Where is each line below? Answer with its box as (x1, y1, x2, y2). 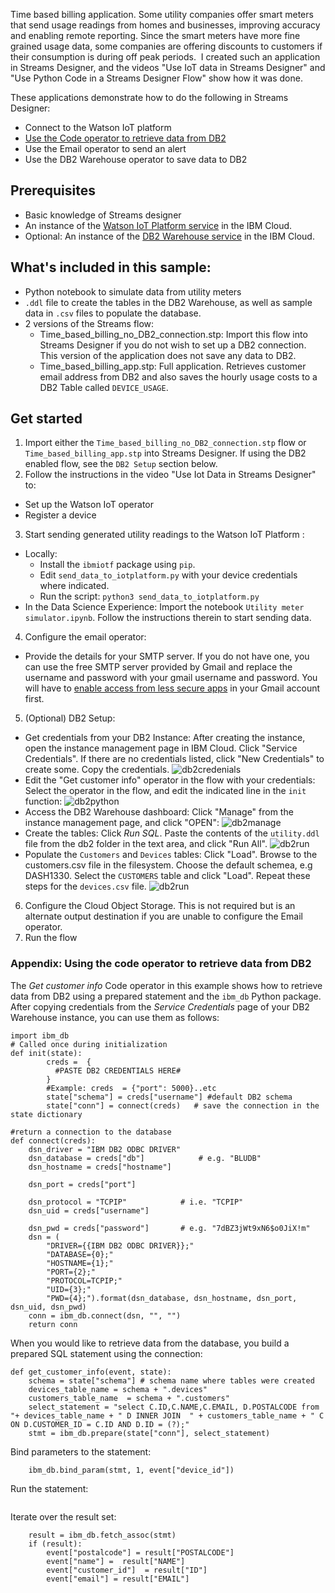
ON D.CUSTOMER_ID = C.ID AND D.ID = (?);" (10, 1419, 190, 1429)
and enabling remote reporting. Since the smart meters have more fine (10, 30, 301, 41)
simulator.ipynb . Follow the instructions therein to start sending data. (24, 612, 312, 624)
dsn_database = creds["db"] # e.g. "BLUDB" (28, 1153, 262, 1163)
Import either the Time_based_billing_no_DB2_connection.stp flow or (24, 437, 307, 449)
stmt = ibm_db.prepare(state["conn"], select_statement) (28, 1428, 271, 1438)
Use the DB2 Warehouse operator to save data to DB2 (24, 154, 248, 165)
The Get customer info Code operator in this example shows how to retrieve (10, 979, 323, 991)
